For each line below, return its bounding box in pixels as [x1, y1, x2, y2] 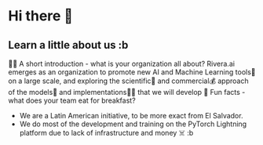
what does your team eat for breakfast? [8, 96, 136, 105]
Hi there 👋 [8, 7, 73, 25]
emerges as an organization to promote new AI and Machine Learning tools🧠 [8, 67, 256, 77]
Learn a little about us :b [8, 38, 129, 52]
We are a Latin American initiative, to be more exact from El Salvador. [19, 111, 243, 120]
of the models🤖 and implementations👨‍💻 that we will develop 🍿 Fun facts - [8, 88, 246, 96]
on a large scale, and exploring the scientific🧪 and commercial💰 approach [8, 76, 249, 85]
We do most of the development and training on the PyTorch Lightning [19, 119, 247, 129]
